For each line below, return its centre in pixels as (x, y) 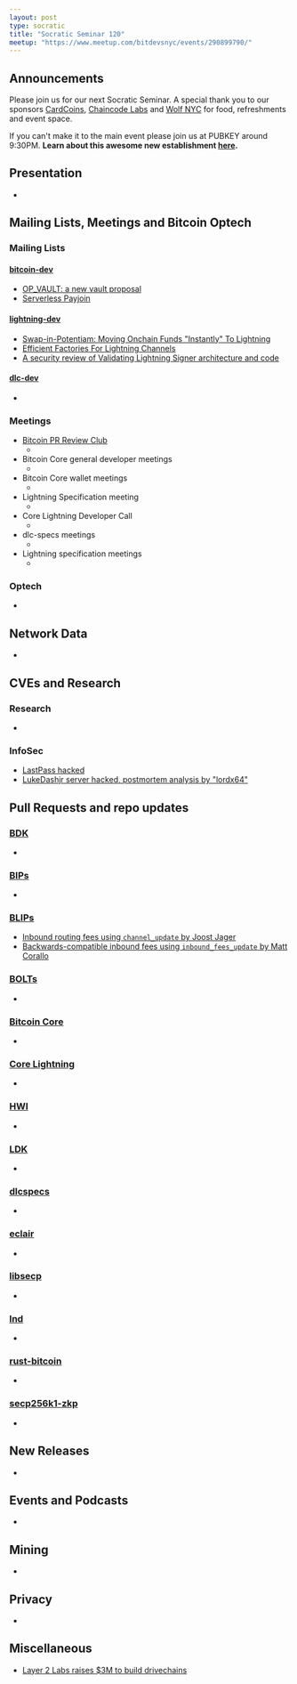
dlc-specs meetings (59, 535)
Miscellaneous (51, 1649)
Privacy (31, 1599)
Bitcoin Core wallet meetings (75, 478)
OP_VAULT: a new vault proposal (82, 289)
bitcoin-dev (31, 269)
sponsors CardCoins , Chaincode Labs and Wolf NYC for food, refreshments (148, 109)
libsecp (26, 1276)
